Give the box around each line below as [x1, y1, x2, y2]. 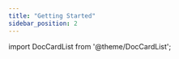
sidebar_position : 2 [8, 19, 79, 27]
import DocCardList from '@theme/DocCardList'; [8, 41, 172, 51]
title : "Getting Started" [8, 11, 96, 20]
